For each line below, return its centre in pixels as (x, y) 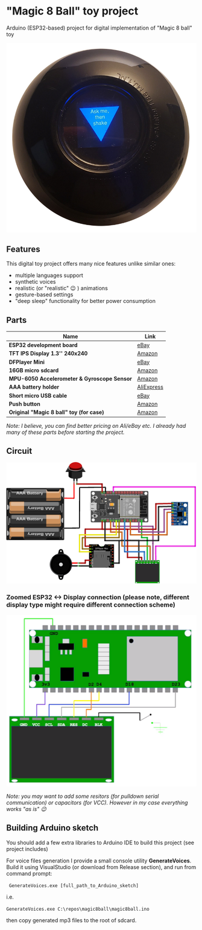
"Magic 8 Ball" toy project (72, 11)
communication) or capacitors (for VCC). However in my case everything (97, 802)
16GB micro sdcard (34, 370)
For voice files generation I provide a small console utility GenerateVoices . (99, 861)
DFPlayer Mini (27, 362)
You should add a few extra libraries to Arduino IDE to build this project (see (100, 842)
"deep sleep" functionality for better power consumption (85, 301)
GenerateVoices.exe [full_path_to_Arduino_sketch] (74, 885)
